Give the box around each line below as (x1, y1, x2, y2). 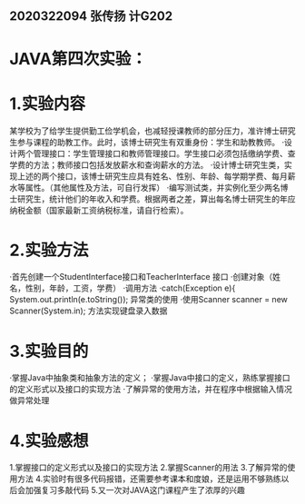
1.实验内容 (9, 94, 86, 114)
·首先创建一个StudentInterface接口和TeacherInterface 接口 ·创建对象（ (9, 272, 273, 282)
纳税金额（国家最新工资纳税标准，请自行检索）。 (9, 204, 189, 215)
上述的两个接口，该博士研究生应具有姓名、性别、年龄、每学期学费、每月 (16, 171, 288, 182)
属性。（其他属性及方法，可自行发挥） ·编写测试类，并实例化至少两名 (25, 182, 280, 193)
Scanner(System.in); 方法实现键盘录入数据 (9, 305, 168, 316)
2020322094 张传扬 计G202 (9, 8, 173, 25)
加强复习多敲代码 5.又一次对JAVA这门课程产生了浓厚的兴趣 (25, 485, 245, 496)
